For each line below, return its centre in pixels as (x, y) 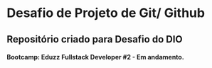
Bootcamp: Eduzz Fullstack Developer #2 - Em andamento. (95, 57)
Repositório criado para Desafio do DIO (95, 39)
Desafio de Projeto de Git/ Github (106, 13)
